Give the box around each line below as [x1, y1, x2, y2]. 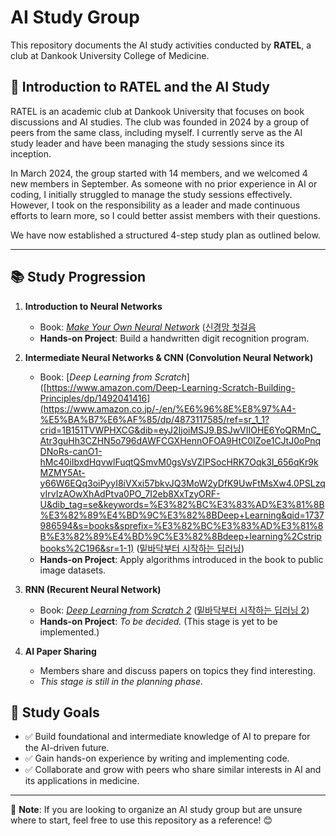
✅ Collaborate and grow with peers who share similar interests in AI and [24, 764, 322, 776]
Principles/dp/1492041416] [39, 392, 151, 404]
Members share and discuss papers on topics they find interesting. [39, 664, 316, 676]
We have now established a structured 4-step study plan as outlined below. [10, 229, 321, 241]
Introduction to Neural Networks [24, 300, 163, 312]
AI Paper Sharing [24, 645, 97, 657]
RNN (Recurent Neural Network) [24, 583, 162, 595]
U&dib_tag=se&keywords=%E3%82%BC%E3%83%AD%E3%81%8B [39, 498, 325, 510]
